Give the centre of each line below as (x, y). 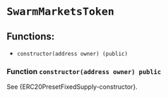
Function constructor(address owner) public (84, 71)
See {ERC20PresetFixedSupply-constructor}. (72, 87)
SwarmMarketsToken (60, 12)
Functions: (31, 36)
